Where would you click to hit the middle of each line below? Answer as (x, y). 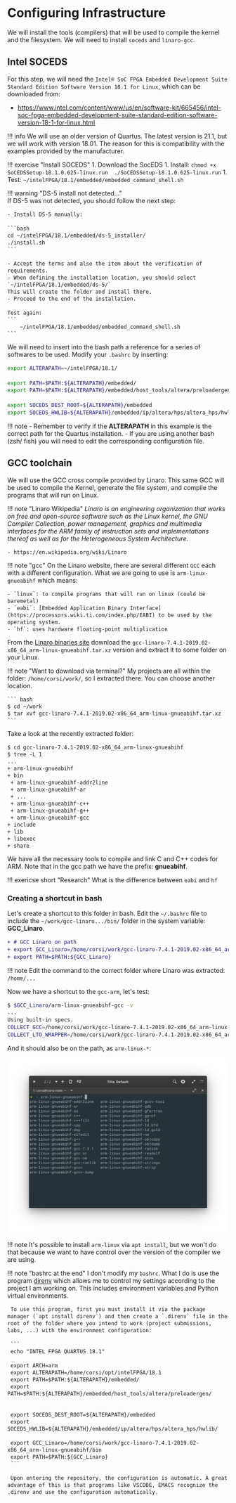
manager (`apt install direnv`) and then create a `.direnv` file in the (118, 1317)
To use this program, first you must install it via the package (108, 1310)
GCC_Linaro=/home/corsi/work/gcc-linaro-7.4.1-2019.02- (116, 1443)
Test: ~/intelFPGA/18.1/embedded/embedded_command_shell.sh (96, 179)
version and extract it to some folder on (170, 650)
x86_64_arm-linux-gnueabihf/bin (54, 1450)
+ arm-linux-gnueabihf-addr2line (59, 782)
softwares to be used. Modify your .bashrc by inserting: (88, 354)
